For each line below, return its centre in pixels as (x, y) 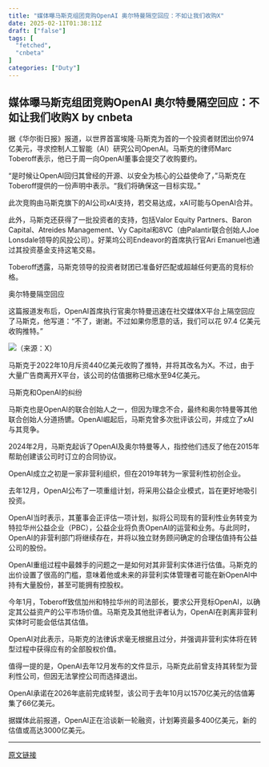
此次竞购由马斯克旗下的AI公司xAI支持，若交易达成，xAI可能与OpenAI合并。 (133, 202)
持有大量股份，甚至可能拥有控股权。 (68, 584)
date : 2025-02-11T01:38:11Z (55, 23)
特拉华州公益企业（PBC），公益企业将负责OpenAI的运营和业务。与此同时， (131, 527)
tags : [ (21, 38)
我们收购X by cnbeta (81, 118)
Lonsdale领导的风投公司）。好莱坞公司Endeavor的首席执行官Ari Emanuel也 (131, 239)
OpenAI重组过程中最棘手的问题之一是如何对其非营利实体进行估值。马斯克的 (133, 564)
